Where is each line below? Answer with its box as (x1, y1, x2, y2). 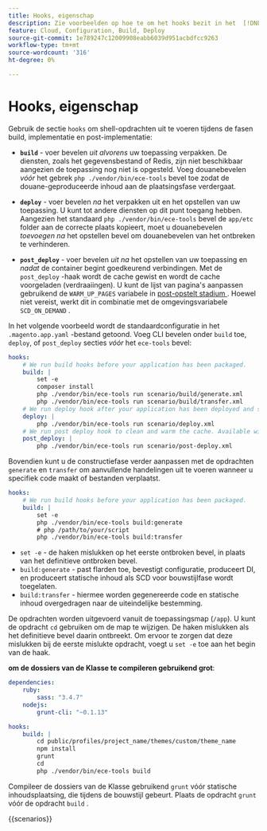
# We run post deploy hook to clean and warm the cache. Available (22, 427, 250, 435)
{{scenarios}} (8, 813, 53, 823)
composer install (37, 383, 94, 391)
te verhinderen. (19, 239, 70, 249)
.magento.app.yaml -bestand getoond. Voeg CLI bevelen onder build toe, (8, 329, 247, 339)
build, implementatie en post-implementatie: (8, 132, 153, 142)
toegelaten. (19, 582, 57, 591)
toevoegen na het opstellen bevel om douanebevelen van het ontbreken (19, 230, 256, 240)
